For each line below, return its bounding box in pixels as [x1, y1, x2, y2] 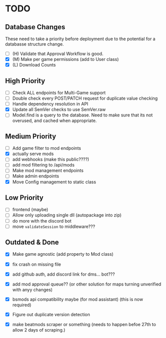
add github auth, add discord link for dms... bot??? [12, 271, 115, 277]
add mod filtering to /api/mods [12, 162, 75, 168]
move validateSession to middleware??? [12, 224, 96, 229]
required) [12, 302, 32, 308]
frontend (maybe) [12, 207, 49, 213]
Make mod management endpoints [12, 168, 84, 173]
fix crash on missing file [12, 261, 61, 267]
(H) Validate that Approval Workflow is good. [12, 51, 104, 56]
